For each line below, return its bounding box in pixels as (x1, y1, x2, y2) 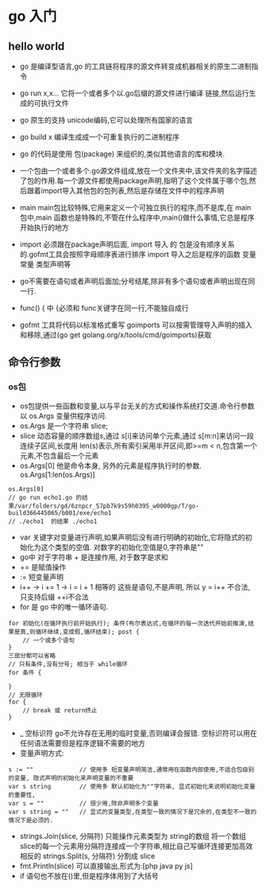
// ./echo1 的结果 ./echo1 (8, 517, 98, 525)
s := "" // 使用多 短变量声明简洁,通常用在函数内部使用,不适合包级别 (8, 765, 255, 773)
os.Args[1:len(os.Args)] (19, 469, 95, 479)
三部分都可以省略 (8, 652, 56, 660)
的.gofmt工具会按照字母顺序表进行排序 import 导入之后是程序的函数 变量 (19, 250, 256, 259)
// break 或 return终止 (22, 706, 98, 715)
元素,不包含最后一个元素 (19, 450, 99, 460)
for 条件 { (8, 668, 42, 676)
